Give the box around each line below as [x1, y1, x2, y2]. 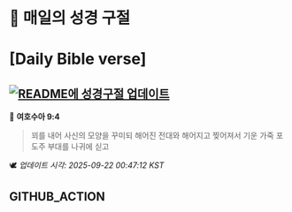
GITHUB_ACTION [9, 189, 106, 204]
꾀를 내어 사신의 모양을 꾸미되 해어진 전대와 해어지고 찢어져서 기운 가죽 [30, 130, 274, 141]
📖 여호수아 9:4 [9, 111, 60, 122]
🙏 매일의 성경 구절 [9, 8, 131, 28]
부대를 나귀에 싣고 [47, 141, 110, 152]
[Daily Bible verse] [9, 49, 147, 69]
